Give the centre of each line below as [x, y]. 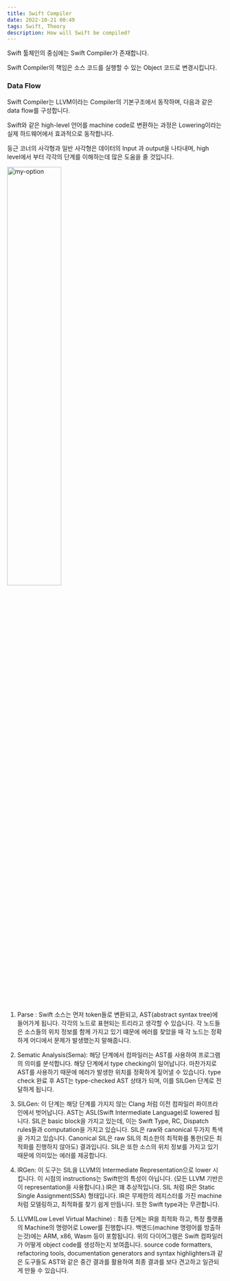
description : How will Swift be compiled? [69, 33]
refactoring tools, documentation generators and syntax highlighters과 [116, 1253]
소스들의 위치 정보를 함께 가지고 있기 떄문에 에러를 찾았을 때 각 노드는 [117, 1032]
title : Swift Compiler [39, 13]
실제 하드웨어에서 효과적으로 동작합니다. [60, 133]
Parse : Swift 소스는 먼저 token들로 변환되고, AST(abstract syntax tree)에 [117, 1014]
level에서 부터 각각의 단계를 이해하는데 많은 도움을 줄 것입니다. [90, 157]
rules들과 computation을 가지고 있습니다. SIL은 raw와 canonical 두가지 [114, 1129]
